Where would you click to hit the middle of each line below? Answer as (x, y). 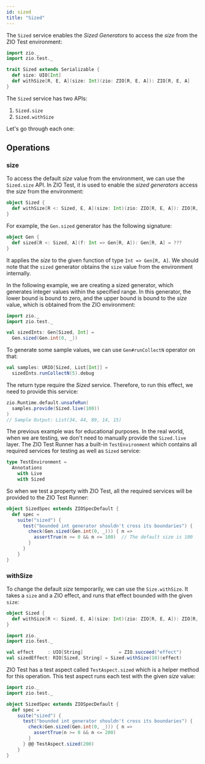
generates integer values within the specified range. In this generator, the (99, 291)
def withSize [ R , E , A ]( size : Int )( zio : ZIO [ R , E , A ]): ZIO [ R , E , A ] (101, 81)
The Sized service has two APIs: (47, 98)
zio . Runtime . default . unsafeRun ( (47, 403)
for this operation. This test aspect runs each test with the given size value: (101, 676)
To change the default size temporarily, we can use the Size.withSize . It (97, 589)
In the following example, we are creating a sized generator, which (90, 285)
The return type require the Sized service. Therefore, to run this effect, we (100, 385)
